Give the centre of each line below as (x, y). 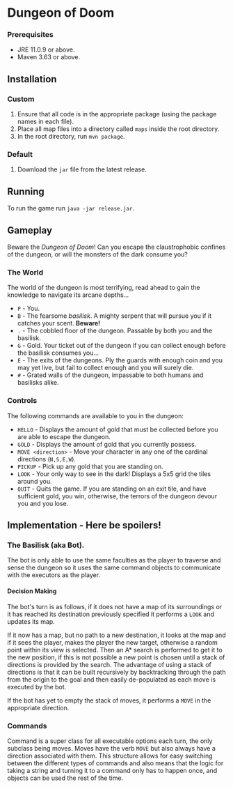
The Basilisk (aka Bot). (46, 545)
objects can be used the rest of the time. (65, 778)
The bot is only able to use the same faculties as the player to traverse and (114, 560)
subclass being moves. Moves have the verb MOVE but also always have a (111, 748)
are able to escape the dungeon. (64, 436)
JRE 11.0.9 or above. (46, 49)
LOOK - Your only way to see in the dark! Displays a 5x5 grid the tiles (114, 474)
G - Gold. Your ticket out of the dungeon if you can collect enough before (121, 346)
